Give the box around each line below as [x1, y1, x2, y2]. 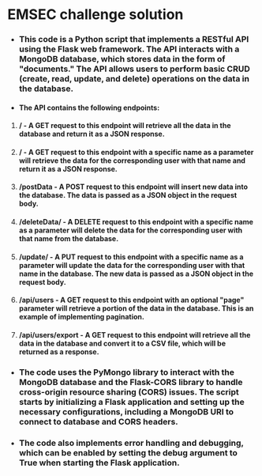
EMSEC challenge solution [7, 6, 184, 24]
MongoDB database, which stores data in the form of [18, 54, 226, 65]
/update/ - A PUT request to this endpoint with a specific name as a [18, 251, 244, 262]
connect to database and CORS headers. [18, 416, 178, 427]
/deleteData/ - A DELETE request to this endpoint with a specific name [18, 217, 254, 227]
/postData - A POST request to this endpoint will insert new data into [18, 182, 249, 191]
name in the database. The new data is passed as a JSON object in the [18, 269, 254, 278]
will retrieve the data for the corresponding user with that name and [18, 156, 246, 165]
